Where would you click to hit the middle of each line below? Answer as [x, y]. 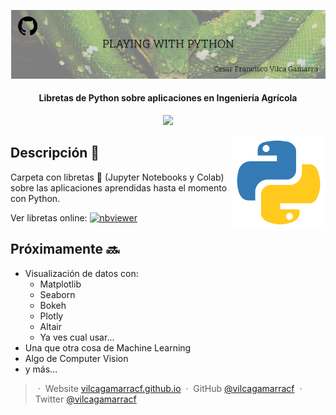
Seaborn [57, 294]
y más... [41, 369]
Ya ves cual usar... [77, 337]
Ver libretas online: [49, 217]
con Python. [35, 198]
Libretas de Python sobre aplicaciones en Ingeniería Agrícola [168, 98]
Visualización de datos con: [81, 273]
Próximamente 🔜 [65, 249]
